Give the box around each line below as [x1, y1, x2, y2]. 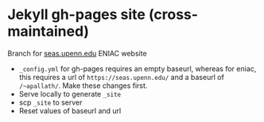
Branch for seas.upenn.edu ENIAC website [7, 48, 148, 58]
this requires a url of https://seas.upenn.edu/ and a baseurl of [18, 72, 224, 82]
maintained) [7, 22, 89, 40]
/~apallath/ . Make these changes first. [18, 81, 148, 90]
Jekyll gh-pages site [7, 6, 146, 24]
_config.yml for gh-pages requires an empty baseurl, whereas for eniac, [18, 63, 257, 73]
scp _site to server [18, 97, 83, 107]
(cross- [148, 6, 199, 24]
